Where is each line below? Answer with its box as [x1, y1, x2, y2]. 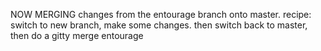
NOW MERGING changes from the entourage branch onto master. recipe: [10, 9, 312, 20]
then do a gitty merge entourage [10, 30, 144, 41]
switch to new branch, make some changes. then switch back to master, [10, 19, 308, 31]
